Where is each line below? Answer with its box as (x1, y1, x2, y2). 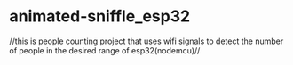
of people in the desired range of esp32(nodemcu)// (9, 45, 201, 55)
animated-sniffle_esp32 (9, 6, 191, 27)
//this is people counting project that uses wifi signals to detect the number (9, 36, 284, 46)
